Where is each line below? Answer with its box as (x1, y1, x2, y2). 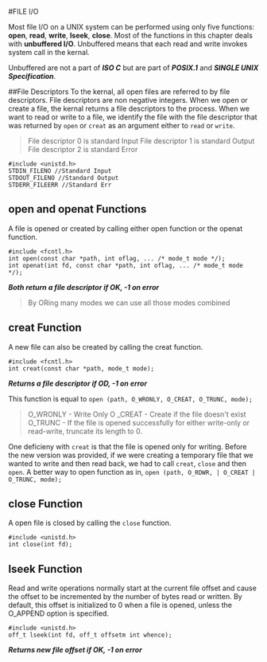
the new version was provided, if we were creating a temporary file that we (8, 450, 253, 460)
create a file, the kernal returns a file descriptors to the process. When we (8, 104, 250, 113)
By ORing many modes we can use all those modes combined (27, 298, 230, 307)
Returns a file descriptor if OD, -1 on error (8, 378, 148, 388)
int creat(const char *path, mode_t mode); (8, 364, 155, 373)
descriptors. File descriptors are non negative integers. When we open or (8, 96, 248, 104)
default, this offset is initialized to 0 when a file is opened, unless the (8, 601, 233, 610)
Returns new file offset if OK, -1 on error (8, 645, 143, 655)
